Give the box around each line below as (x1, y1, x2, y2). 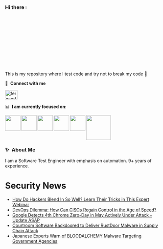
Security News (5, 180, 67, 192)
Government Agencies (12, 238, 58, 244)
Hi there (5, 4, 24, 11)
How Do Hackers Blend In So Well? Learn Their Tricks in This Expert (12, 196, 149, 202)
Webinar (12, 201, 29, 207)
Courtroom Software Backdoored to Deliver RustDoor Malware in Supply (12, 222, 158, 228)
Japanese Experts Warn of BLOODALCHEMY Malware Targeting (12, 233, 142, 239)
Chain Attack (12, 227, 38, 233)
